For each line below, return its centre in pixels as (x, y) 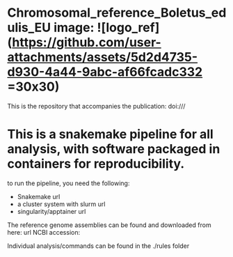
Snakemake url (39, 196)
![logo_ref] (128, 28)
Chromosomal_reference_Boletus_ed (117, 13)
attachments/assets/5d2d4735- (103, 57)
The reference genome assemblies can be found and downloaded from (109, 225)
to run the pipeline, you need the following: (69, 183)
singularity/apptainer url (51, 211)
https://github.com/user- (87, 42)
